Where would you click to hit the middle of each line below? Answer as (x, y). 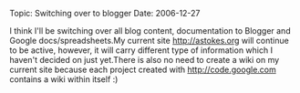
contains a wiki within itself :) (64, 79)
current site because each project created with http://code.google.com (143, 69)
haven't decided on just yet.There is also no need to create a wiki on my (145, 60)
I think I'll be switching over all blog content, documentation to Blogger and (150, 31)
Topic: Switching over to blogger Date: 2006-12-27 (105, 13)
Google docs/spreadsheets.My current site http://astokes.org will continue (149, 41)
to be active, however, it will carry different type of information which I (141, 50)
